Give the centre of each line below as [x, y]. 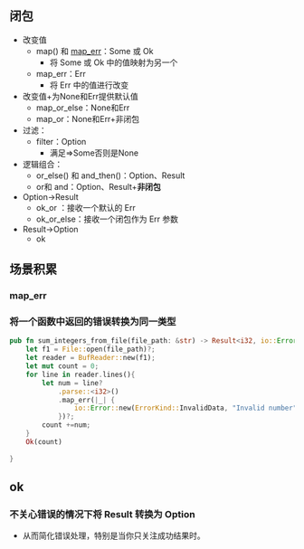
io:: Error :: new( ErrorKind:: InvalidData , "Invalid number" [185, 408]
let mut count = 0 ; [62, 366]
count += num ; [66, 425]
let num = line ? [72, 383]
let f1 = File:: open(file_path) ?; [90, 350]
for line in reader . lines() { [81, 374]
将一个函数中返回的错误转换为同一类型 [93, 322]
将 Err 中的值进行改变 [89, 85]
